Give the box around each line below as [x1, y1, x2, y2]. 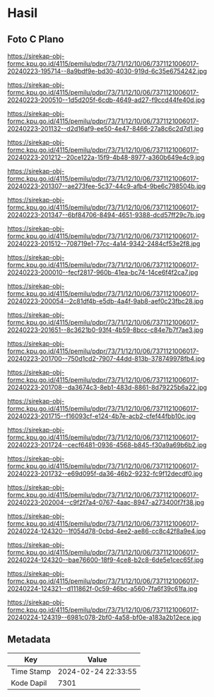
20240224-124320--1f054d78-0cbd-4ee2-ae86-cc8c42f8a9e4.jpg [7, 527, 206, 535]
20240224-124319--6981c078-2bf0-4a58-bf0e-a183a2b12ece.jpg [7, 614, 201, 621]
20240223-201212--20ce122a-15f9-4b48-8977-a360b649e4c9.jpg [7, 154, 205, 161]
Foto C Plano [7, 33, 64, 45]
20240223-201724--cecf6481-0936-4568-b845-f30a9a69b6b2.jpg [7, 441, 207, 449]
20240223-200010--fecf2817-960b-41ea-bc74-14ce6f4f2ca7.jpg [7, 268, 198, 277]
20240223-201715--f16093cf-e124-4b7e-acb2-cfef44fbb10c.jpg [7, 412, 196, 420]
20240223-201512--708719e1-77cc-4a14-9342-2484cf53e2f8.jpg [7, 239, 201, 248]
